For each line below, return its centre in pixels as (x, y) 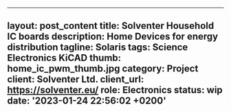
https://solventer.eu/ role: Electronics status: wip (115, 90)
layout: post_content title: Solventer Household (111, 26)
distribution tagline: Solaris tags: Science (98, 48)
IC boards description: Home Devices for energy (113, 37)
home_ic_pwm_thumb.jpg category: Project (103, 69)
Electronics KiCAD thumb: (64, 58)
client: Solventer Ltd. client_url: (76, 79)
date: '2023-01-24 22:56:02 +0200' (87, 101)
